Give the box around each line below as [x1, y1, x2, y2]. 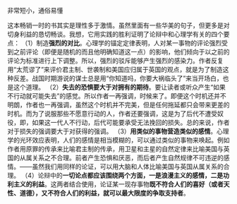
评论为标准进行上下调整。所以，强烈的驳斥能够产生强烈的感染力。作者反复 [7, 56, 224, 65]
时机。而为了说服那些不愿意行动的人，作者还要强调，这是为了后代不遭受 [7, 109, 217, 118]
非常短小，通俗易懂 [7, 6, 63, 14]
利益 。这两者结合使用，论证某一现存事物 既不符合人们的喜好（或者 [31, 180, 224, 188]
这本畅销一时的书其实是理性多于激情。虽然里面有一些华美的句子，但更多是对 [7, 21, 230, 30]
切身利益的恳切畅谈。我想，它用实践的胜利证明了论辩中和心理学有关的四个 [7, 30, 224, 38]
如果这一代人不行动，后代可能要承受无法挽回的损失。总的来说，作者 [31, 119, 230, 126]
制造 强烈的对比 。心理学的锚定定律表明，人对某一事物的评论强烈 [36, 39, 222, 47]
